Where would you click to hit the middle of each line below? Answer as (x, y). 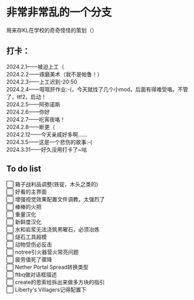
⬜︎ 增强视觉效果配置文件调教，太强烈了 (56, 199)
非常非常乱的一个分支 (59, 12)
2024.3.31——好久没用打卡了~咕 (47, 149)
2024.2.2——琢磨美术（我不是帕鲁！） (55, 74)
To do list (24, 169)
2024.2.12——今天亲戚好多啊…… (47, 134)
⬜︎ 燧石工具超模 (27, 237)
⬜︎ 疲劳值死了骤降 (29, 259)
